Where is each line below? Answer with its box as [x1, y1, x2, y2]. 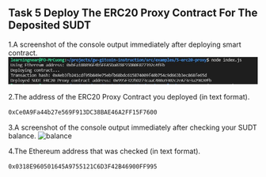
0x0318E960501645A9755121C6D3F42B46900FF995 [8, 163, 158, 171]
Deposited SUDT [8, 19, 92, 32]
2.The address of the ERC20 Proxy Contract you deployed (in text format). [8, 92, 250, 102]
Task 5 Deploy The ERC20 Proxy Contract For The [8, 6, 258, 20]
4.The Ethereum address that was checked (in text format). [8, 146, 200, 156]
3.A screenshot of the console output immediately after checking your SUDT [8, 122, 257, 133]
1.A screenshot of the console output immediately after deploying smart [8, 40, 241, 49]
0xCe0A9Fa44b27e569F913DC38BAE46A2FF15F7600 [8, 108, 158, 117]
